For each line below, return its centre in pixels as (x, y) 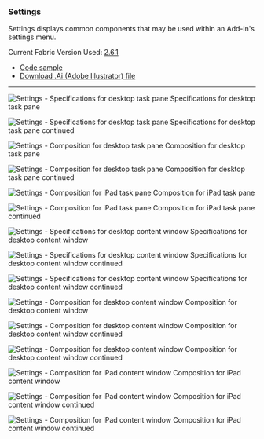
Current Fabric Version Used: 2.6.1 (64, 53)
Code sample (41, 68)
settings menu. (32, 37)
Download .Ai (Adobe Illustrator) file (77, 76)
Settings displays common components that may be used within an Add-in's (132, 29)
